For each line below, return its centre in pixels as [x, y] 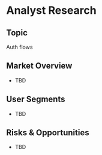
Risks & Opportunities [48, 133]
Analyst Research [52, 11]
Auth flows [19, 47]
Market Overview [39, 66]
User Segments [36, 99]
